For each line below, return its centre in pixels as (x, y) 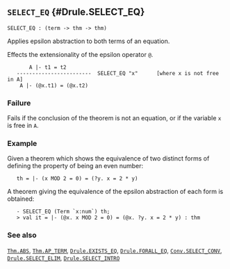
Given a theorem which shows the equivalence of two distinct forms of (108, 158)
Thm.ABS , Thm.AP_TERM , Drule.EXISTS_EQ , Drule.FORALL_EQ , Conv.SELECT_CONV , (115, 250)
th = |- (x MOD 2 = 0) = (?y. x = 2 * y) (77, 179)
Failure (19, 103)
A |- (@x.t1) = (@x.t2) (54, 85)
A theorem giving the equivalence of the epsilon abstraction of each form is (115, 192)
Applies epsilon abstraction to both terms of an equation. (89, 41)
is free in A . (23, 126)
